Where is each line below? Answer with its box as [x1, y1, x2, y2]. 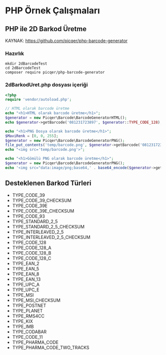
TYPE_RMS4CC [12, 313, 44, 319]
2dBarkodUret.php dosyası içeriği [5, 82, 88, 89]
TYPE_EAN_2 [12, 260, 40, 266]
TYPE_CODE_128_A [12, 245, 52, 251]
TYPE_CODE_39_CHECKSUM [12, 197, 72, 203]
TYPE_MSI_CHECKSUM [12, 297, 61, 303]
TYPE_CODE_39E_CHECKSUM [12, 208, 75, 214]
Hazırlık [5, 50, 24, 57]
